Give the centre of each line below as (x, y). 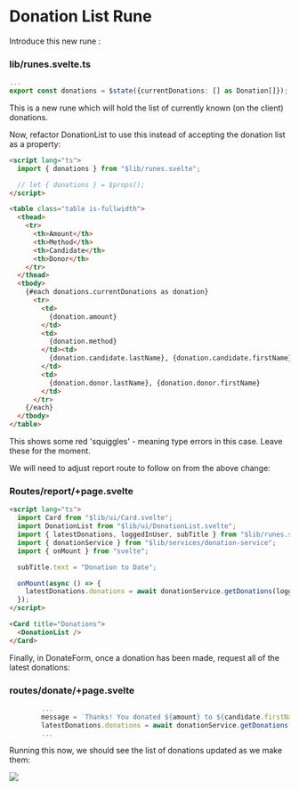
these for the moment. (50, 451)
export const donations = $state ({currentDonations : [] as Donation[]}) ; (149, 91)
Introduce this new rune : (55, 41)
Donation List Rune (81, 16)
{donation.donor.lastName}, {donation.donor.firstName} (154, 383)
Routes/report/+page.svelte (71, 492)
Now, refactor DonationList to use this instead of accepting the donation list (148, 134)
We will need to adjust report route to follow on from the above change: (140, 468)
